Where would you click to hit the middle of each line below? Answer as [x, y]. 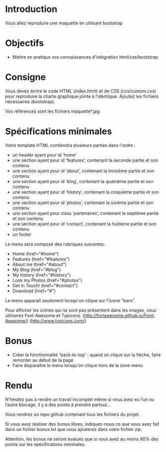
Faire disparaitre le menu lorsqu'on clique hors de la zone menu [78, 365]
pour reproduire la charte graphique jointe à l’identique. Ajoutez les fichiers [82, 96]
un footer [22, 234]
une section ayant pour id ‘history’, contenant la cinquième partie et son [85, 192]
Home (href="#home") [35, 253]
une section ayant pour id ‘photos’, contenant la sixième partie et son [83, 203]
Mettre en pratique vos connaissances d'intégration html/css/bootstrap [85, 57]
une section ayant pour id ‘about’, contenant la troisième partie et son [83, 171]
